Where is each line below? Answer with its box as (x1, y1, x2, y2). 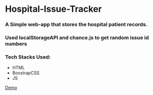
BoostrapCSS (12, 70, 40, 76)
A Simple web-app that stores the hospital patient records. (5, 21, 148, 28)
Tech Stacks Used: (5, 53, 51, 60)
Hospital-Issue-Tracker (5, 3, 102, 15)
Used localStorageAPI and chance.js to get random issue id (5, 34, 149, 41)
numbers (5, 40, 27, 47)
